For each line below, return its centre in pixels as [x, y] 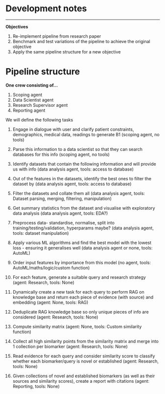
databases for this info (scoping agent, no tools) [61, 154]
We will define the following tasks [39, 120]
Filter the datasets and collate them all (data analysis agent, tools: [79, 193]
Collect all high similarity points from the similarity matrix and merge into [85, 341]
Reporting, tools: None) [36, 386]
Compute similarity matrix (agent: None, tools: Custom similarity [77, 326]
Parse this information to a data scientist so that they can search [78, 149]
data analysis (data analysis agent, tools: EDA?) [60, 213]
